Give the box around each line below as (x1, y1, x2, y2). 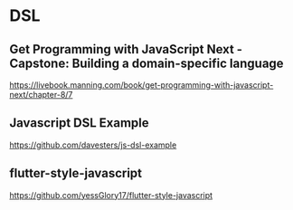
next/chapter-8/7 (9, 90, 73, 100)
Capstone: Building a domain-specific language (9, 55, 284, 71)
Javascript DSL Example (9, 115, 149, 131)
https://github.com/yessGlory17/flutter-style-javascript (9, 189, 213, 200)
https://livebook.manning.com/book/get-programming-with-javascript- (9, 80, 274, 91)
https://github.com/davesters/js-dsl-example (9, 139, 177, 150)
